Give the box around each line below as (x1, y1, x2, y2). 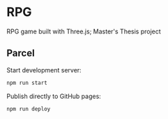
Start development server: (6, 65, 82, 74)
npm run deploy (6, 105, 51, 112)
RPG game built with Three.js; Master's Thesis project (6, 27, 161, 35)
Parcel (6, 47, 36, 59)
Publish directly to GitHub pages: (6, 92, 102, 100)
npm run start (6, 79, 48, 86)
